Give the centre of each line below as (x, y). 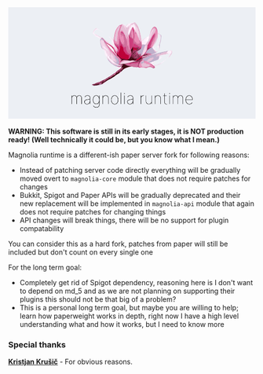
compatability (42, 228)
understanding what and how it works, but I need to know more (122, 324)
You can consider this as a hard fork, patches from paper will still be (118, 244)
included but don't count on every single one (80, 252)
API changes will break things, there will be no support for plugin (124, 220)
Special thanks (37, 344)
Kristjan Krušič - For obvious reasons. (71, 362)
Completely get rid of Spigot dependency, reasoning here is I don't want (136, 282)
